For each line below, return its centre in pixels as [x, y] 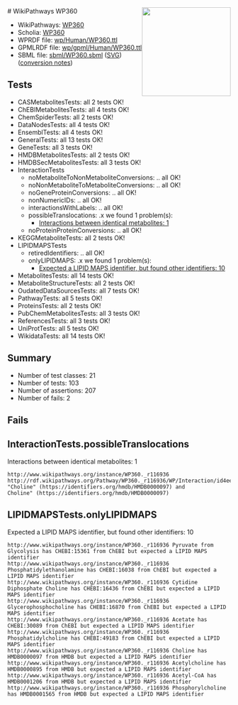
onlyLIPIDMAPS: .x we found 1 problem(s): [90, 260]
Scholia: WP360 [41, 32]
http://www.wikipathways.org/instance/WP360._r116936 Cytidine [103, 582]
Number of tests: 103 [48, 383]
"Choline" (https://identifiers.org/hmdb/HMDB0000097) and [96, 487]
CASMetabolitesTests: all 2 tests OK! [70, 102]
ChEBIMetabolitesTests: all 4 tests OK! [73, 109]
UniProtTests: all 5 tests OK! [58, 328]
